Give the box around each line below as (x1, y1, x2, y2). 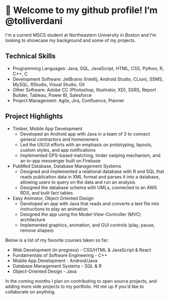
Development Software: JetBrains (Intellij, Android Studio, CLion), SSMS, (12, 76, 163, 82)
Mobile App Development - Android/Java (12, 257, 98, 264)
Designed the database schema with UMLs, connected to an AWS (20, 184, 157, 191)
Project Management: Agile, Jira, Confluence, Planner (12, 97, 125, 103)
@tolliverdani (5, 15, 63, 27)
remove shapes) (20, 227, 54, 233)
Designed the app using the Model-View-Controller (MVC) (20, 211, 141, 217)
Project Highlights (5, 112, 63, 121)
